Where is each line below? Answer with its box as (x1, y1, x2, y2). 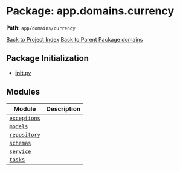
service (9, 148, 31, 155)
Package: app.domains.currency (6, 4, 175, 18)
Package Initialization (6, 53, 89, 64)
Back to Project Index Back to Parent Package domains (6, 36, 143, 43)
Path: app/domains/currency (6, 24, 76, 31)
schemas (9, 140, 31, 146)
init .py (14, 69, 31, 76)
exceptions (9, 114, 40, 122)
